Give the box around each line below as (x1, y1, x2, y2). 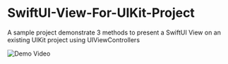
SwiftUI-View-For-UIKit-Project (7, 5, 196, 21)
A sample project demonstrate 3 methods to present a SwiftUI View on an (7, 28, 221, 37)
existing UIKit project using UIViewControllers (7, 35, 140, 44)
